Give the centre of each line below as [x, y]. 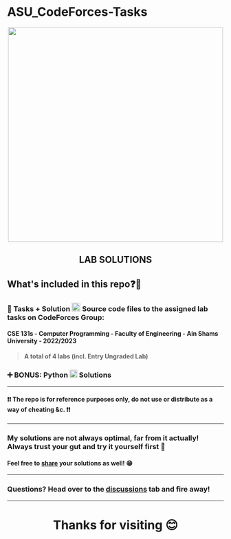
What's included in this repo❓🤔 [75, 284]
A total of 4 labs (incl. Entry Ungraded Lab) [86, 356]
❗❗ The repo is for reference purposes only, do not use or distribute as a [110, 399]
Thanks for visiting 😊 [115, 525]
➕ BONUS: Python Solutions [59, 375]
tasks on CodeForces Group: [56, 317]
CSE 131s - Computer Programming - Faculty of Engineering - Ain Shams [113, 334]
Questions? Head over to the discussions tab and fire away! [109, 490]
